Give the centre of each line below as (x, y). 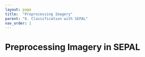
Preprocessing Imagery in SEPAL (72, 47)
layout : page (18, 9)
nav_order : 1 (18, 23)
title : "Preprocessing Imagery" (39, 14)
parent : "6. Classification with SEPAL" (47, 19)
